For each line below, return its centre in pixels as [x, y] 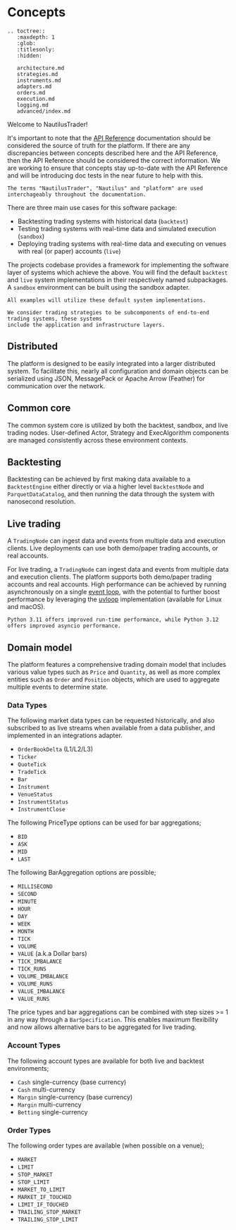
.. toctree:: [26, 31]
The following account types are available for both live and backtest [106, 1061]
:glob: [26, 43]
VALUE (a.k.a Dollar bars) [52, 954]
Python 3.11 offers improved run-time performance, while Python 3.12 [113, 620]
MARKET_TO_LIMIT [41, 1189]
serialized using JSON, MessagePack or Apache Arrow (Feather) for [106, 379]
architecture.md [41, 68]
